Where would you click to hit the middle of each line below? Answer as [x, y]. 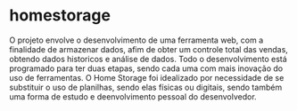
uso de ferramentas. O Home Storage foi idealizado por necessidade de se [147, 77]
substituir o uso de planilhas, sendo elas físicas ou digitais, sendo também [146, 87]
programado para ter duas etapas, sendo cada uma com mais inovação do [146, 68]
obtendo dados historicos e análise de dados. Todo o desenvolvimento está [148, 59]
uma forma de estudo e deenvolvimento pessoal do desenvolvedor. [133, 96]
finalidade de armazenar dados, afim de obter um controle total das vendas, [148, 49]
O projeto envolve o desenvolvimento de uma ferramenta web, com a [136, 40]
